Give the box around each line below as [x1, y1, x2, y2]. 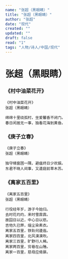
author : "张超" [5, 17, 36, 22]
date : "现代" [5, 21, 31, 27]
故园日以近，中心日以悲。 [5, 217, 50, 222]
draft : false [5, 36, 33, 41]
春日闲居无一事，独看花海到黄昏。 [5, 120, 65, 126]
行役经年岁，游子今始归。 [5, 207, 50, 212]
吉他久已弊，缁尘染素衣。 [5, 223, 50, 228]
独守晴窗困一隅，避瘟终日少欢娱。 [5, 161, 65, 166]
